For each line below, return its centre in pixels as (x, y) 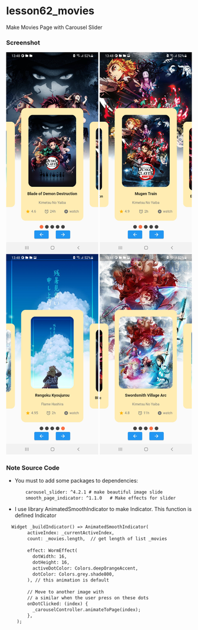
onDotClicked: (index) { (58, 604)
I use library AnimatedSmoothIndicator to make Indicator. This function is (103, 509)
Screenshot (23, 43)
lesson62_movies (50, 11)
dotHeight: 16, (51, 563)
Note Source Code (33, 467)
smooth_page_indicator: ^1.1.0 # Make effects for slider (101, 498)
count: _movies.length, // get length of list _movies (97, 539)
